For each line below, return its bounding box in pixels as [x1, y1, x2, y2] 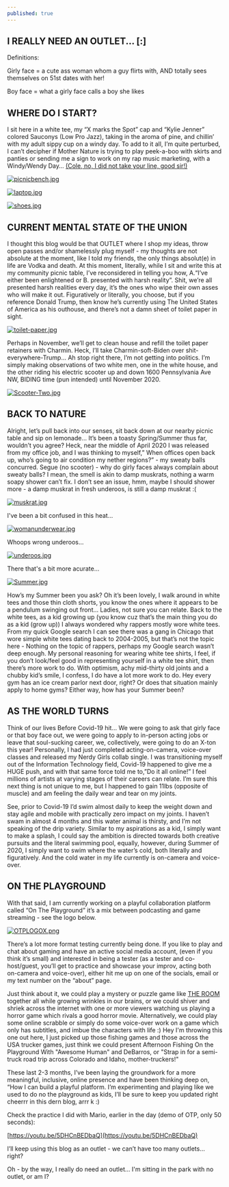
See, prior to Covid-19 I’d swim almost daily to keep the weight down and [7, 802, 213, 810]
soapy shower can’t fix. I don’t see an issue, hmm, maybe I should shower [7, 477, 215, 486]
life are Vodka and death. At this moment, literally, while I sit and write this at [7, 262, 222, 270]
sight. [7, 312, 23, 321]
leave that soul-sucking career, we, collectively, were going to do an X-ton [7, 738, 217, 747]
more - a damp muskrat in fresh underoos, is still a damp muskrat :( [7, 484, 197, 493]
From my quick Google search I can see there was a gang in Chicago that [7, 627, 214, 636]
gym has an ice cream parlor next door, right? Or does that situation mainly [7, 678, 218, 686]
